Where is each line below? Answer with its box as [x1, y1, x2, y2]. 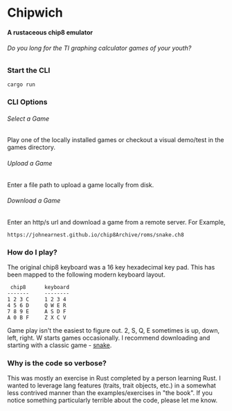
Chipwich [7, 5, 64, 21]
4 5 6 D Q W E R [7, 302, 67, 309]
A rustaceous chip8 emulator [7, 28, 93, 36]
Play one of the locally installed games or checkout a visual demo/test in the [7, 136, 224, 144]
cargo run [7, 81, 36, 88]
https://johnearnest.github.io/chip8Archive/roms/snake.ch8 [7, 231, 185, 238]
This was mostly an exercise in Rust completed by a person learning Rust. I [7, 374, 221, 383]
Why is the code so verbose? [7, 358, 107, 368]
